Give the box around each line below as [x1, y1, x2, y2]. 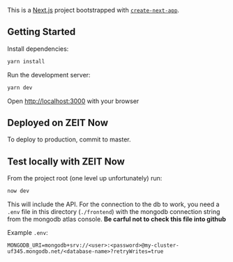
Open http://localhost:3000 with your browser [7, 97, 140, 105]
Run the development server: [7, 70, 91, 79]
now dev [7, 187, 30, 194]
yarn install [7, 58, 45, 65]
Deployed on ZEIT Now [7, 116, 109, 128]
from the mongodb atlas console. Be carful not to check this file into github [7, 215, 227, 224]
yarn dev [7, 84, 33, 91]
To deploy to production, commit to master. [7, 135, 131, 144]
